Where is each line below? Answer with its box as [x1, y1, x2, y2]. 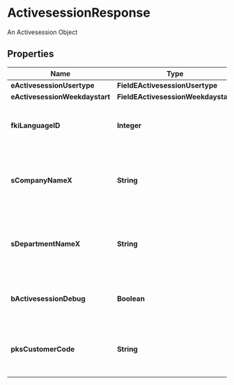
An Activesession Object [7, 28, 78, 36]
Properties [7, 48, 54, 60]
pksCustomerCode [10, 344, 75, 354]
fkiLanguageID [10, 120, 61, 130]
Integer [117, 120, 141, 130]
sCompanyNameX [10, 175, 73, 185]
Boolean [117, 294, 145, 304]
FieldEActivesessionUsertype [117, 80, 218, 90]
